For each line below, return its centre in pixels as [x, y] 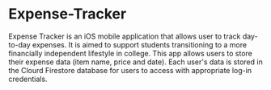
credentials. [28, 79]
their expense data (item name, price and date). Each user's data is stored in [135, 62]
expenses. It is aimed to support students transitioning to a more [140, 44]
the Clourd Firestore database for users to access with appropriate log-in [130, 70]
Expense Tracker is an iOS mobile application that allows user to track [125, 36]
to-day [19, 44]
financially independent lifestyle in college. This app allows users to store [131, 53]
